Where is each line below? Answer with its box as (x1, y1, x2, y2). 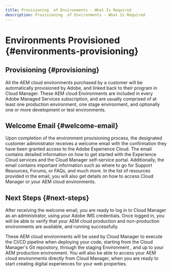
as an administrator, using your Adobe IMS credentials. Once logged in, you (5, 212, 165, 219)
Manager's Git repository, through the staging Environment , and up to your (5, 244, 164, 250)
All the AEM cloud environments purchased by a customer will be (5, 79, 143, 85)
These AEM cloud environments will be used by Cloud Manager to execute (5, 234, 163, 240)
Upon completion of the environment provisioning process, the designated (5, 135, 162, 141)
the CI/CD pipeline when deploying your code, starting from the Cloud (5, 239, 153, 245)
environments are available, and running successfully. (5, 224, 119, 230)
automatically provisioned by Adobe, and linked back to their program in (5, 85, 158, 91)
